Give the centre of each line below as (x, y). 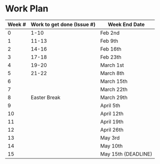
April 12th (112, 113)
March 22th (114, 89)
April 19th (112, 121)
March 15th (114, 81)
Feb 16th (111, 49)
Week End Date (126, 24)
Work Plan (27, 9)
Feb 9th (109, 41)
